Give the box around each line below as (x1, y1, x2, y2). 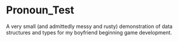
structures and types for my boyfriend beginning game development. (6, 29, 172, 36)
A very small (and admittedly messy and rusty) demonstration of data (6, 23, 173, 30)
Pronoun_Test (6, 3, 75, 17)
